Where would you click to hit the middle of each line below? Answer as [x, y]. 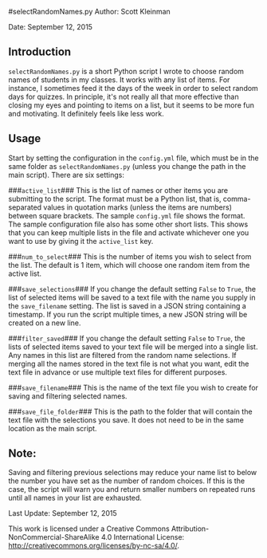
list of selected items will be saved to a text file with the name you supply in [132, 297]
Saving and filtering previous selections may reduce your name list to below [133, 473]
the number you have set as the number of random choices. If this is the [127, 481]
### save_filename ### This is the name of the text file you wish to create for [133, 387]
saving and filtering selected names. [68, 396]
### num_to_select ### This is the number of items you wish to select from [130, 256]
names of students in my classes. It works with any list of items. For [119, 80]
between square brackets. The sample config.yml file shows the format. [127, 215]
